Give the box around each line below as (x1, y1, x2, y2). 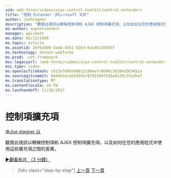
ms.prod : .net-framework (5, 54, 58, 60)
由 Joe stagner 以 (5, 129, 41, 135)
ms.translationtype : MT (5, 78, 56, 83)
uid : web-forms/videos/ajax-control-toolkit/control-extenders (5, 7, 142, 13)
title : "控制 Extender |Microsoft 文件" (5, 12, 89, 17)
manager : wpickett (5, 31, 44, 36)
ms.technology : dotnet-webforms (5, 50, 74, 55)
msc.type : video (5, 64, 40, 69)
